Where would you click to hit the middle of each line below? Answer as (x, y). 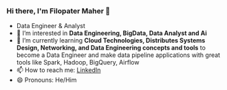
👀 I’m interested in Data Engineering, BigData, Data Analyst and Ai (111, 33)
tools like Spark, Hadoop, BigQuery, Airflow (78, 63)
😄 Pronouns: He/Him (46, 80)
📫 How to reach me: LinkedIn (58, 70)
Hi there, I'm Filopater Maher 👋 (58, 11)
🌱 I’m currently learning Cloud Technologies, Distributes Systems (111, 41)
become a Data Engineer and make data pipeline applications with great (118, 55)
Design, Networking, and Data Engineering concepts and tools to (111, 48)
